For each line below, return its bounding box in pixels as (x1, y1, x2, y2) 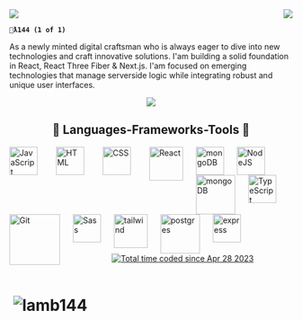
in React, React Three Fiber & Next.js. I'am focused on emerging (9, 60, 247, 71)
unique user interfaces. (9, 80, 96, 90)
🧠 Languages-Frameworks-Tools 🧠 (52, 122, 250, 138)
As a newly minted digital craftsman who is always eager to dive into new (9, 41, 280, 52)
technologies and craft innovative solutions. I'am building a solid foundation (9, 51, 289, 61)
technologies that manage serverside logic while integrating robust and (9, 70, 273, 80)
